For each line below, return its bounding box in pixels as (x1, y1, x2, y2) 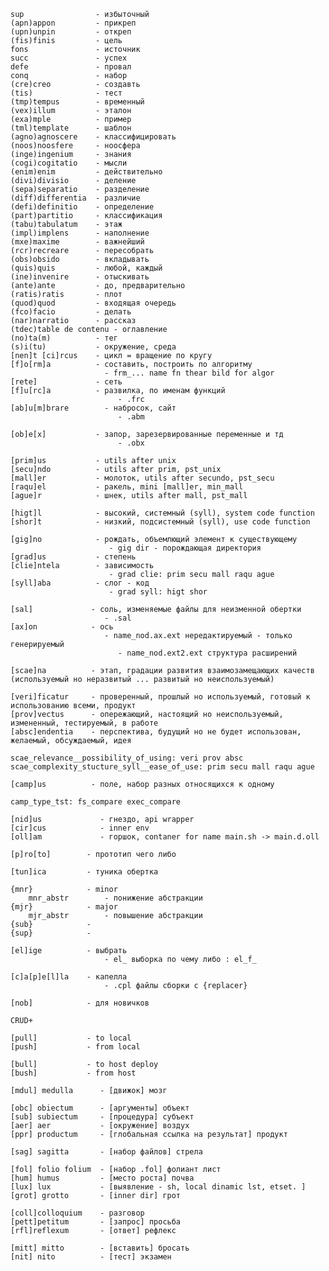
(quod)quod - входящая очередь (10, 298, 177, 308)
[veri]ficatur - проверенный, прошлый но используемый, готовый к (10, 692, 311, 702)
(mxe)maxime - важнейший (10, 237, 145, 247)
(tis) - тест (10, 88, 123, 98)
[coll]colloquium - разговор (10, 1208, 145, 1218)
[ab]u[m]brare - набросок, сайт (10, 403, 177, 413)
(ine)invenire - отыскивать (10, 272, 150, 282)
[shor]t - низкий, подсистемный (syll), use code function (10, 517, 311, 527)
